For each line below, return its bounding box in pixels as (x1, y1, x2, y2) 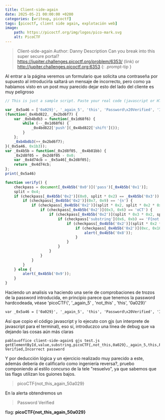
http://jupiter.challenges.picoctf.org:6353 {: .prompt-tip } (17, 63, 132, 69)
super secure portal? (17, 53, 59, 59)
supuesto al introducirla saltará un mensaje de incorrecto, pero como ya (5, 78, 151, 84)
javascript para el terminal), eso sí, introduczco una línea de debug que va (5, 323, 155, 329)
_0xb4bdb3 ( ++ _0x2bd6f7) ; (14, 139, 65, 144)
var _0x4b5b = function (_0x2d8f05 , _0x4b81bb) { (5, 148, 107, 153)
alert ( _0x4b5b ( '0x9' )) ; (23, 271, 71, 277)
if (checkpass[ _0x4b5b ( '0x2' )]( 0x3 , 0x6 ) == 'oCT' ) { (40, 207, 153, 213)
